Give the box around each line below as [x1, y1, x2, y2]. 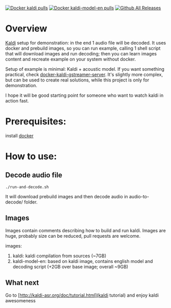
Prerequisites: [5, 116, 66, 128]
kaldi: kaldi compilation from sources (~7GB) [12, 253, 107, 259]
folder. [23, 199, 38, 205]
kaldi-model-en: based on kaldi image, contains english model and [12, 258, 153, 264]
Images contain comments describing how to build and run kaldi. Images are [5, 227, 166, 233]
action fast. [5, 97, 29, 104]
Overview [5, 23, 47, 34]
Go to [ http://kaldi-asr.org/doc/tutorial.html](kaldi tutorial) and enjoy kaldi [5, 292, 159, 298]
